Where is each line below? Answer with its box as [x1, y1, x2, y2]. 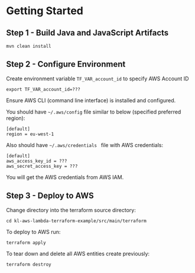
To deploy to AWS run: [6, 228, 61, 235]
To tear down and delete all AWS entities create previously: [6, 250, 149, 257]
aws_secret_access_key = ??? [6, 163, 78, 169]
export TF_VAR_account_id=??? [6, 86, 81, 92]
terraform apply [6, 239, 46, 246]
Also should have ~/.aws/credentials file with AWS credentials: [6, 141, 164, 148]
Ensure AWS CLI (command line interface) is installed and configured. [6, 96, 176, 104]
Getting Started [6, 4, 84, 18]
